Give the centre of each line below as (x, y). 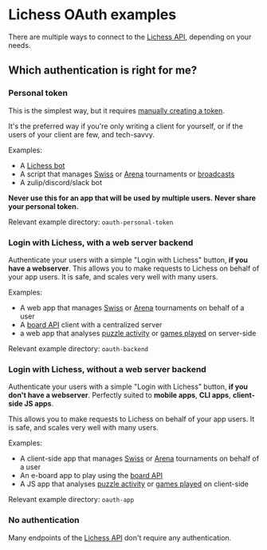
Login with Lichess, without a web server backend (108, 369)
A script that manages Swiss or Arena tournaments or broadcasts (127, 174)
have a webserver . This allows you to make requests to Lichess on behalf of (134, 268)
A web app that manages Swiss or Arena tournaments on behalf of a (132, 307)
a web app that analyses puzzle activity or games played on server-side (138, 333)
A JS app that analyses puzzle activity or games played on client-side (134, 484)
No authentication (44, 520)
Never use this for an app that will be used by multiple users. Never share (132, 198)
